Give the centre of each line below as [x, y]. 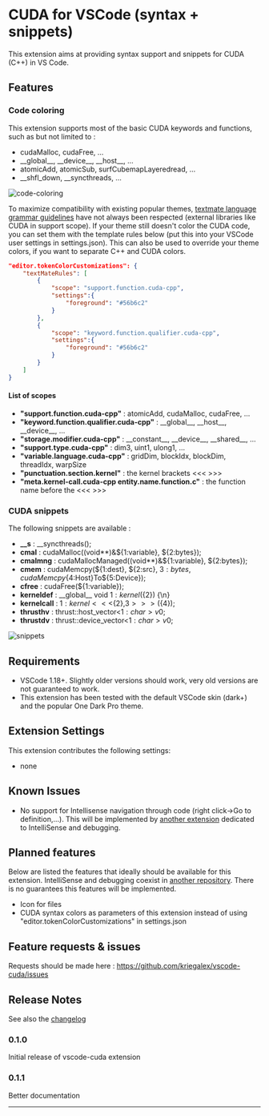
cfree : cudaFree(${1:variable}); [72, 586]
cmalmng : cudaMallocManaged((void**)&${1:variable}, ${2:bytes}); [134, 561]
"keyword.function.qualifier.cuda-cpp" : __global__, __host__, [123, 421]
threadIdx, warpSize [53, 464]
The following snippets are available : [70, 528]
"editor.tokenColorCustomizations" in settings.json [103, 921]
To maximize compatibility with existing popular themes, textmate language [132, 208]
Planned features [52, 852]
